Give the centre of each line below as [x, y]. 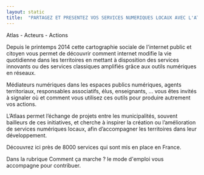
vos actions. [22, 104]
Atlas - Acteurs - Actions [37, 35]
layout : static [25, 12]
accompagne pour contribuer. [43, 165]
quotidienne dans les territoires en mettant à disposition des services [93, 60]
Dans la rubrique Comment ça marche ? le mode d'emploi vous [85, 159]
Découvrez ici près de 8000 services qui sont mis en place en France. [94, 147]
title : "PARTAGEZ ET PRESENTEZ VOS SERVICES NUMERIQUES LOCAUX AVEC [96, 18]
